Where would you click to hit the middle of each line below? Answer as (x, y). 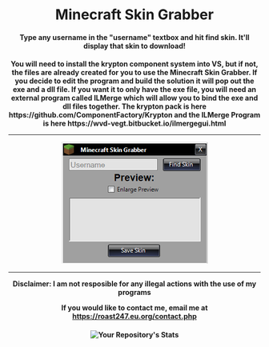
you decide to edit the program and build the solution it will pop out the (134, 81)
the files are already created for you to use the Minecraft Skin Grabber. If (134, 73)
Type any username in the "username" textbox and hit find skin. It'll (134, 37)
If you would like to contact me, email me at (134, 308)
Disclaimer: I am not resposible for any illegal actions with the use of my (134, 284)
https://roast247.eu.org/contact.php (134, 317)
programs (134, 293)
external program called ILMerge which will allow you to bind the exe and (134, 98)
